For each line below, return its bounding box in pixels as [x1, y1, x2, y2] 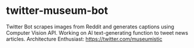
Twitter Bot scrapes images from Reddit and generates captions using [6, 23, 174, 30]
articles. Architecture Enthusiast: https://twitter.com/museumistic [6, 35, 162, 42]
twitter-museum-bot [6, 4, 108, 17]
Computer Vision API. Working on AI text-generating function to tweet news [6, 29, 189, 36]
